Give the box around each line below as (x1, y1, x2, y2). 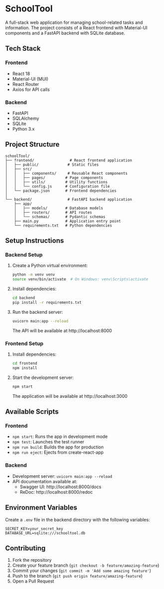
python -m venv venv (12, 272, 55, 277)
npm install (12, 366, 37, 370)
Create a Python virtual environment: (12, 263, 88, 269)
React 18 (12, 71, 30, 76)
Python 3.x (12, 126, 35, 132)
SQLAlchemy (12, 115, 39, 121)
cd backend (12, 295, 35, 300)
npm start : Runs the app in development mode (12, 434, 108, 440)
